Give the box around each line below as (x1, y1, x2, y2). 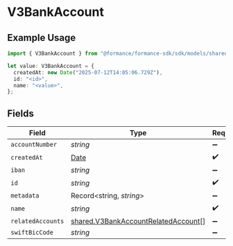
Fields (7, 107, 35, 119)
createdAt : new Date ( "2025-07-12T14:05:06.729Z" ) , (13, 69, 163, 76)
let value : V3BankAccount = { (7, 62, 95, 69)
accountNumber (10, 141, 58, 149)
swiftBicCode (10, 229, 54, 236)
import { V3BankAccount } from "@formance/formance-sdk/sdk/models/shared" (7, 50, 231, 57)
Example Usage (7, 32, 76, 44)
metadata (10, 192, 40, 200)
